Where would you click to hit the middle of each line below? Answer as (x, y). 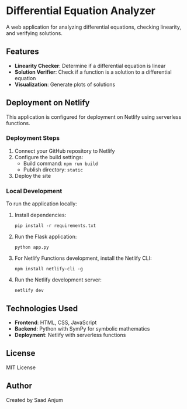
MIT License (21, 367)
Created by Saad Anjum (34, 400)
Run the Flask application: (46, 237)
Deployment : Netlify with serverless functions (70, 335)
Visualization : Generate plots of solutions (65, 84)
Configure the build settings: (49, 157)
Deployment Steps (33, 138)
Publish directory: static (53, 169)
